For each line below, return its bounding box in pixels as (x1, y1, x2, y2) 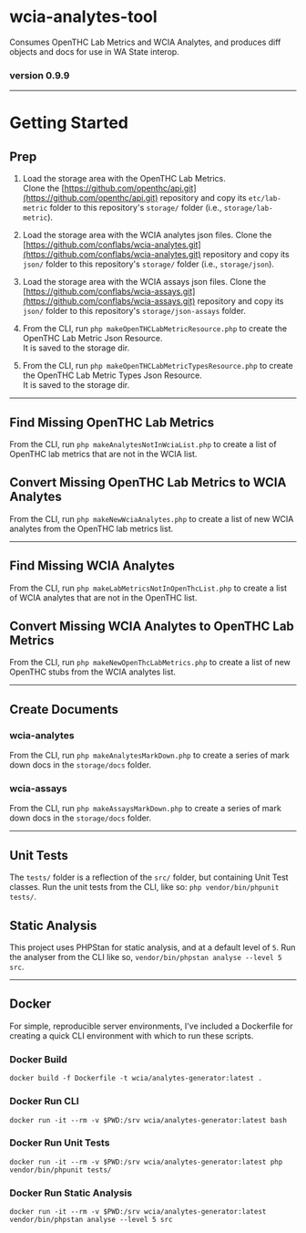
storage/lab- (223, 204, 273, 214)
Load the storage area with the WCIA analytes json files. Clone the (22, 230, 272, 241)
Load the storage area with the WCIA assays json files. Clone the (22, 277, 267, 287)
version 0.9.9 (9, 68, 70, 81)
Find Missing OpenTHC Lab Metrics (9, 414, 215, 430)
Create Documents (9, 701, 118, 717)
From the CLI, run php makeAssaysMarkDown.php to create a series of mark (9, 803, 282, 814)
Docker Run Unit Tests (9, 1136, 110, 1149)
